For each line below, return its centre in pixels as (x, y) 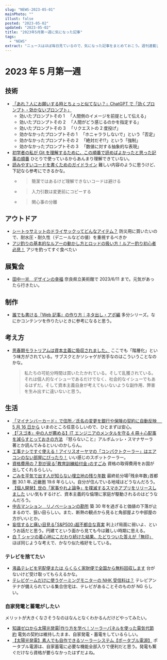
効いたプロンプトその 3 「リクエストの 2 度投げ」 (70, 128)
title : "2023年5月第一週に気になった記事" (44, 32)
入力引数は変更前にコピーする (61, 191)
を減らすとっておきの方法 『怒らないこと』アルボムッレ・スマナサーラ (83, 439)
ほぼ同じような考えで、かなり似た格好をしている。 (63, 542)
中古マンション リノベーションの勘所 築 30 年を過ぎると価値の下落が (82, 506)
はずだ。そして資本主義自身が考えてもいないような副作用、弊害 (92, 385)
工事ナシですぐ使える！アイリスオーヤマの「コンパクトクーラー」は (80, 451)
